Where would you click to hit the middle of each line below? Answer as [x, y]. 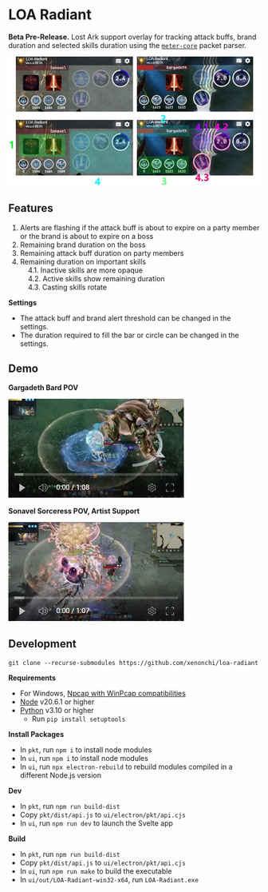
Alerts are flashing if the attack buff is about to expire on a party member [140, 227]
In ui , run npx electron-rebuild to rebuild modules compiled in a [126, 767]
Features [31, 208]
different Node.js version [61, 775]
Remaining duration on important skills [83, 261]
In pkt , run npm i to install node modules [86, 750]
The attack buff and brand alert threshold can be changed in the [125, 318]
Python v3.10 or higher [57, 711]
